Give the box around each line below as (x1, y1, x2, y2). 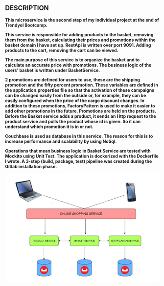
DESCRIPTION (5, 4, 49, 12)
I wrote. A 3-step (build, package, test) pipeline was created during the (5, 158, 152, 164)
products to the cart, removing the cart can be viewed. (5, 47, 118, 53)
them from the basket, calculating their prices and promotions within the (5, 37, 156, 43)
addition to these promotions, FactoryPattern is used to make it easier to (5, 103, 155, 108)
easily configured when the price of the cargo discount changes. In (5, 98, 144, 104)
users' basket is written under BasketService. (5, 67, 100, 73)
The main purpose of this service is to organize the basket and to (5, 56, 140, 63)
